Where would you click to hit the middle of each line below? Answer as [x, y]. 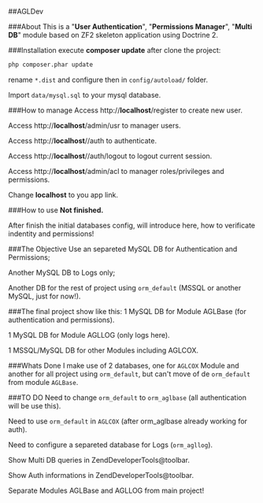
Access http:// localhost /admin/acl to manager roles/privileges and [116, 171]
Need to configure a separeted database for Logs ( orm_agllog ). [111, 445]
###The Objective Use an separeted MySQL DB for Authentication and [123, 249]
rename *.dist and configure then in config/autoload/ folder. [108, 80]
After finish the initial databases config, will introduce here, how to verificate [132, 225]
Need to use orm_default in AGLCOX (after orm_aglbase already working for [128, 421]
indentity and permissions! [51, 233]
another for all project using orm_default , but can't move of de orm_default [129, 374]
